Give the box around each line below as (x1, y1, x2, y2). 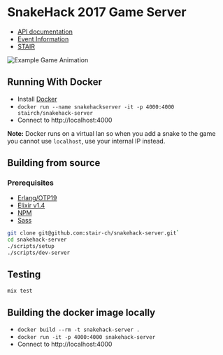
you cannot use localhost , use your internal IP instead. (7, 137, 166, 145)
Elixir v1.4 (17, 201, 45, 210)
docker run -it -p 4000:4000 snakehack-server (17, 334, 156, 341)
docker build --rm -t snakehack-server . (17, 326, 140, 333)
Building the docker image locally (7, 307, 156, 319)
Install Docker (17, 95, 57, 103)
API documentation (17, 27, 73, 36)
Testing (7, 269, 41, 281)
